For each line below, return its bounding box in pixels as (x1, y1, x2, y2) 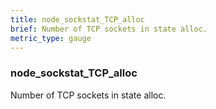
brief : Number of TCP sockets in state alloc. (10, 24, 208, 34)
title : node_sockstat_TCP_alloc (10, 14, 145, 25)
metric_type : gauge (10, 33, 92, 43)
